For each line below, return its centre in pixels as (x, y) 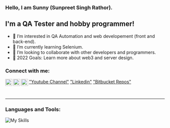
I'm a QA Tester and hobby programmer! (70, 24)
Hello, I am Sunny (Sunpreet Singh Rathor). (59, 8)
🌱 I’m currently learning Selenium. (48, 47)
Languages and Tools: (33, 109)
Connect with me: (28, 71)
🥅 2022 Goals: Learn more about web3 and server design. (73, 58)
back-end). (24, 41)
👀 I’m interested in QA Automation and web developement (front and (84, 36)
